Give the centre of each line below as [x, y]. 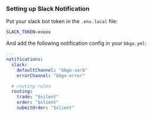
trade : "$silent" [38, 97]
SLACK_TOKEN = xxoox [28, 32]
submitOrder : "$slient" [46, 108]
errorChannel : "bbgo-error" [51, 75]
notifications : [25, 59]
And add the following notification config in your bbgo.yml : [76, 43]
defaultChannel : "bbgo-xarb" [52, 70]
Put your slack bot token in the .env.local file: [62, 22]
